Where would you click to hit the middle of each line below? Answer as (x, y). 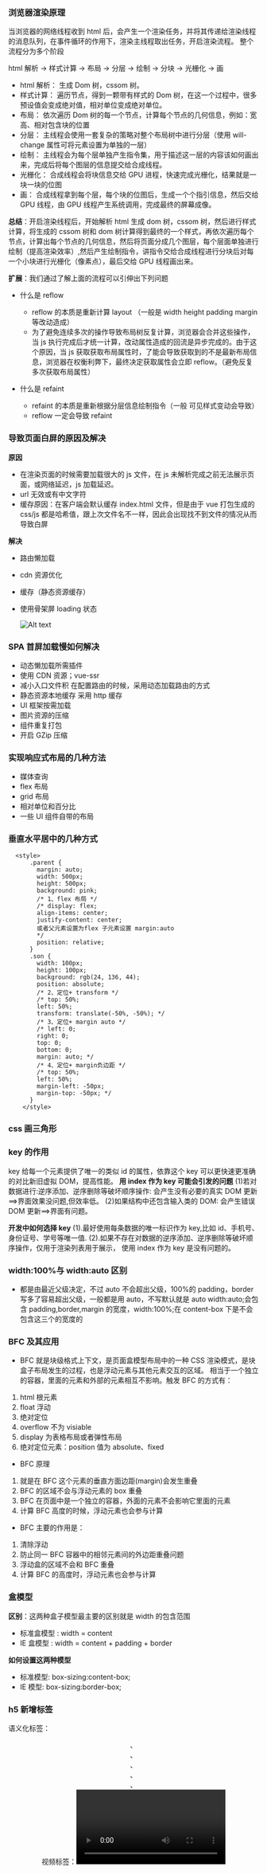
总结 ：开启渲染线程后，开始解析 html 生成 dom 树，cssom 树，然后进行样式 (132, 221)
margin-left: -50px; (71, 1086)
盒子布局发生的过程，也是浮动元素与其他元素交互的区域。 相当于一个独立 (139, 1371)
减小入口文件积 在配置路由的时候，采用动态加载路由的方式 (115, 685)
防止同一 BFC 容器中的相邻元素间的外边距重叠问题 (102, 1555)
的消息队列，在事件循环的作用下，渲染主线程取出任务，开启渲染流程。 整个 (131, 41)
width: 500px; (60, 877)
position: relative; (71, 943)
